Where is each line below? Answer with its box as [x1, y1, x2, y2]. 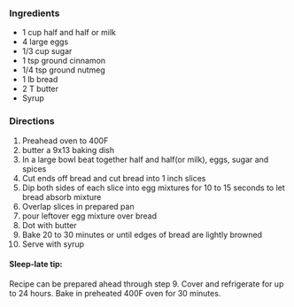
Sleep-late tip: [9, 259, 64, 270]
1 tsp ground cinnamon [21, 56, 106, 66]
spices [21, 163, 47, 174]
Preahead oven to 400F [21, 135, 109, 146]
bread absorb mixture [21, 191, 102, 202]
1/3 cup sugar [21, 46, 73, 57]
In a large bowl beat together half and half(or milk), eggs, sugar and [21, 154, 269, 165]
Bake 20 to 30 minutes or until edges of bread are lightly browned [21, 229, 263, 240]
